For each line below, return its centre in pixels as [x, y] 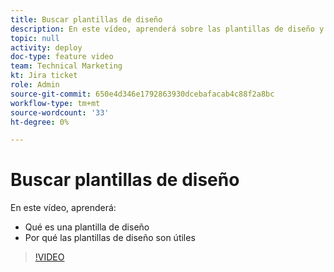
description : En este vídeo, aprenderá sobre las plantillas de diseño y [167, 29]
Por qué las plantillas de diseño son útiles [110, 238]
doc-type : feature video [62, 57]
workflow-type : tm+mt [55, 103]
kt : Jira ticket [44, 76]
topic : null [35, 38]
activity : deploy [46, 47]
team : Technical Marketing [66, 66]
